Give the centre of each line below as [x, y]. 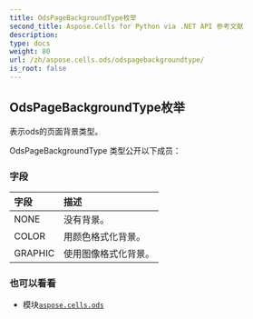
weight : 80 [30, 52]
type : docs [30, 43]
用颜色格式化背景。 [104, 236]
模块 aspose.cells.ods [63, 304]
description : [34, 35]
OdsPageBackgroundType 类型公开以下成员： [95, 150]
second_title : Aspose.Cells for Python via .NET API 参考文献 [126, 26]
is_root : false [38, 69]
